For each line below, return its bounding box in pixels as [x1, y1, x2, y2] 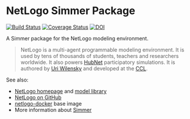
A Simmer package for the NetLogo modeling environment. [6, 35, 148, 42]
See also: [6, 76, 29, 83]
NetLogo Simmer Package [6, 4, 135, 18]
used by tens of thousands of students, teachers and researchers [20, 52, 179, 59]
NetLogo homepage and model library [14, 87, 107, 94]
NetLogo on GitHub [14, 94, 62, 101]
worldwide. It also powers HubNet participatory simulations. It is [20, 59, 175, 66]
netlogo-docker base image [14, 100, 82, 107]
